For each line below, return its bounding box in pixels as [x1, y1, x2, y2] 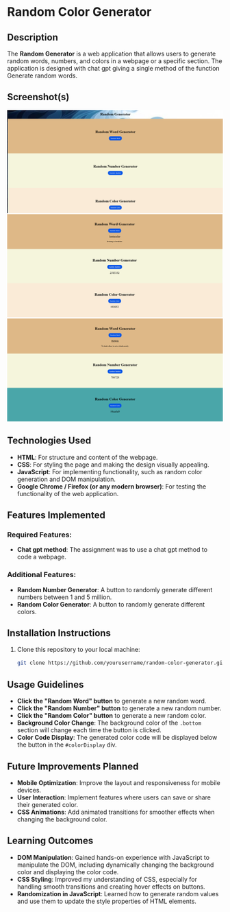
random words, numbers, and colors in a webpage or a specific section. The [7, 57, 222, 65]
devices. [16, 786, 42, 794]
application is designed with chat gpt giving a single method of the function [7, 65, 220, 72]
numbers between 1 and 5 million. [16, 593, 112, 601]
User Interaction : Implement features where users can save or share [16, 793, 211, 802]
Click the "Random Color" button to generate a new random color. [16, 712, 207, 720]
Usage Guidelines [7, 679, 84, 690]
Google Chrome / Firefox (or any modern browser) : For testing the [16, 482, 207, 491]
